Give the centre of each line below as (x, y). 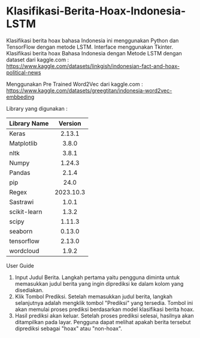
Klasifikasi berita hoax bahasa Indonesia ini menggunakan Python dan (93, 40)
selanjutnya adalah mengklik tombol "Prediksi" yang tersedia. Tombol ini (104, 303)
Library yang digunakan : (37, 108)
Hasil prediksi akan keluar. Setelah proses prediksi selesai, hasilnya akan (104, 315)
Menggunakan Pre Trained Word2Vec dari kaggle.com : (75, 84)
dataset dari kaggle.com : (38, 60)
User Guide (20, 265)
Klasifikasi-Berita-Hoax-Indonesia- (96, 11)
